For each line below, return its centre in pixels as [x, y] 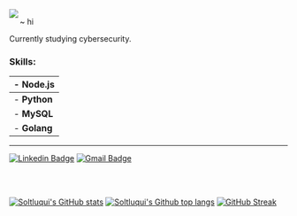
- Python [33, 99]
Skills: [23, 61]
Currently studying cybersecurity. [70, 39]
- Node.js [34, 85]
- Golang [33, 128]
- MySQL [34, 114]
